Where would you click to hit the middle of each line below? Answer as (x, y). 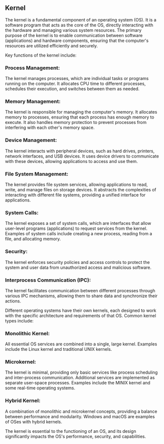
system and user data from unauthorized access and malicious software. (78, 267)
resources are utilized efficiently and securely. (51, 45)
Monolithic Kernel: (27, 333)
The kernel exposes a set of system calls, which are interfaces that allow (78, 223)
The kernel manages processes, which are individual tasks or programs (77, 79)
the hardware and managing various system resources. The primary (73, 30)
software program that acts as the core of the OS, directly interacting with (79, 25)
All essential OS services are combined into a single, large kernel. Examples (81, 344)
